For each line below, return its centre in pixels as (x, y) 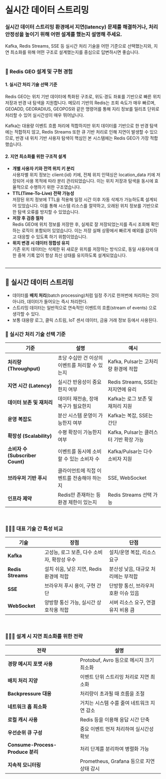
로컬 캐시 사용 (23, 719)
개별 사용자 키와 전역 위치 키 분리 (43, 168)
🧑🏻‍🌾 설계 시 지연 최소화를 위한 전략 (44, 637)
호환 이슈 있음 (124, 593)
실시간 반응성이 (74, 382)
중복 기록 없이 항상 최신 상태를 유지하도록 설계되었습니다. (72, 255)
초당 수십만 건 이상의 (80, 358)
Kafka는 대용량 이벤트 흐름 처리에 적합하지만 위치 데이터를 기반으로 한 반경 (77, 126)
